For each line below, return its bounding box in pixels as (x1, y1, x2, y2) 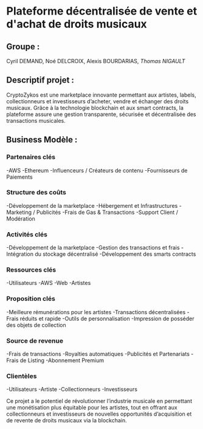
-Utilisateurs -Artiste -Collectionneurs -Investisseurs (6, 386, 138, 393)
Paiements (6, 173, 33, 180)
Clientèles (6, 372, 37, 380)
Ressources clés (6, 266, 57, 274)
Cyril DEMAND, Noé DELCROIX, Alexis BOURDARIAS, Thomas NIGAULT (6, 58, 185, 64)
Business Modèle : (6, 135, 78, 145)
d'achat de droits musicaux (6, 17, 147, 31)
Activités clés (6, 230, 47, 238)
